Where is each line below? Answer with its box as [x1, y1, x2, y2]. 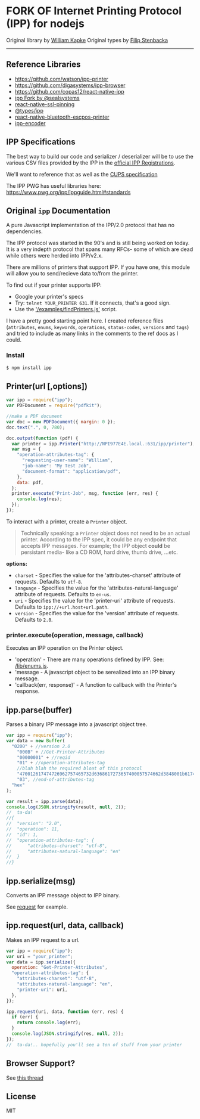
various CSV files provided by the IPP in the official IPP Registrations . [6, 159, 176, 166]
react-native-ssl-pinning [14, 100, 75, 108]
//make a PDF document [6, 413, 62, 420]
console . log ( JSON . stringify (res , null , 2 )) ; [11, 1031, 124, 1037]
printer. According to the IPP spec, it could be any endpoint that [20, 535, 177, 543]
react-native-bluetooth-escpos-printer [14, 113, 110, 120]
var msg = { [11, 446, 42, 452]
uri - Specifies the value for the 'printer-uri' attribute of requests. [14, 597, 176, 604]
